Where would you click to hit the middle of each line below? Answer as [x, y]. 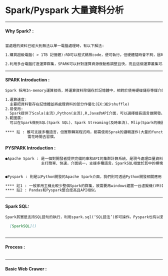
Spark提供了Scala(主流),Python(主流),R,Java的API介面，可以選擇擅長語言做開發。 [87, 113]
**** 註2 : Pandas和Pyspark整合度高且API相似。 [52, 190]
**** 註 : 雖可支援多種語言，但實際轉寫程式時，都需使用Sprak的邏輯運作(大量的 [78, 132]
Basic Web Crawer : [26, 268]
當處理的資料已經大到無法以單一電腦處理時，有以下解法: [55, 46]
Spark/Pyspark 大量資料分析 [64, 10]
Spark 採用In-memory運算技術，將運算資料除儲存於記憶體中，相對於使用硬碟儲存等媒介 [83, 90]
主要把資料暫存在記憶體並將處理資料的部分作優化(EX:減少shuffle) [70, 104]
